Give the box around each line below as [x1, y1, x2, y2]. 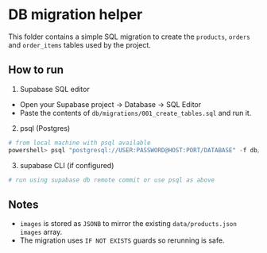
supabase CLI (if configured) [19, 160, 114, 170]
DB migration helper [8, 6, 143, 24]
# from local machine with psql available [8, 139, 151, 147]
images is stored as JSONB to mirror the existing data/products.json [19, 219, 237, 228]
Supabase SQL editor [19, 84, 90, 94]
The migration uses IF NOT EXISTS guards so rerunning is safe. [19, 236, 225, 245]
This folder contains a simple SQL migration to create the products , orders [8, 32, 250, 41]
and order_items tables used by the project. [8, 40, 151, 49]
